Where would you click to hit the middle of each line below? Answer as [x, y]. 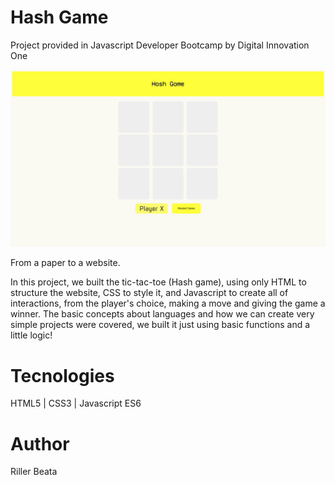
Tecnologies [62, 375]
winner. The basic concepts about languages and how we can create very [162, 314]
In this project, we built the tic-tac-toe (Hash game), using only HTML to [158, 282]
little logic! [31, 335]
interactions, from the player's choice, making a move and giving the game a [168, 303]
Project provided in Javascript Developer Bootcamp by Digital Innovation [160, 45]
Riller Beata [34, 472]
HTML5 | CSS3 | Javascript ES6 [76, 403]
